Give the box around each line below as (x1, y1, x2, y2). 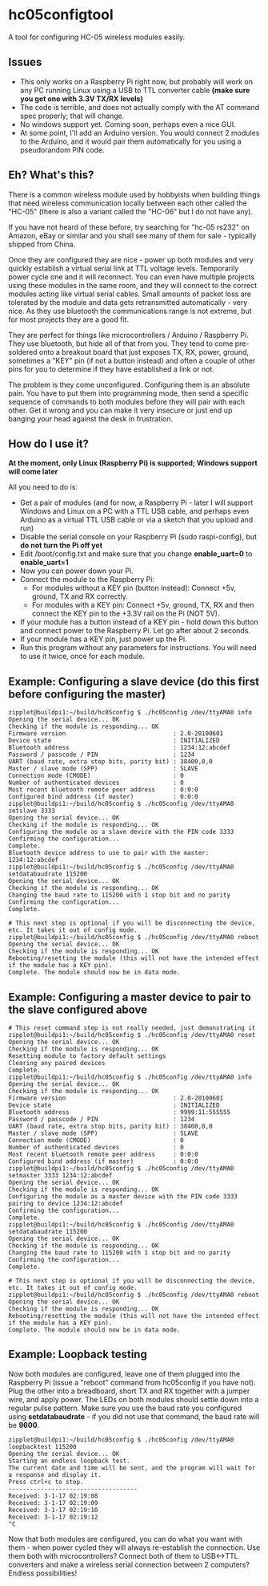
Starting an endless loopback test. (8, 1457, 130, 1465)
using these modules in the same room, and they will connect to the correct (8, 280, 258, 290)
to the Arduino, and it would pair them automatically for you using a (19, 136, 242, 146)
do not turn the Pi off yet (19, 540, 102, 551)
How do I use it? (8, 437, 90, 450)
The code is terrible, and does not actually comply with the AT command (19, 102, 260, 112)
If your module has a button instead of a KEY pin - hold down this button (19, 617, 258, 627)
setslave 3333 (8, 807, 56, 815)
